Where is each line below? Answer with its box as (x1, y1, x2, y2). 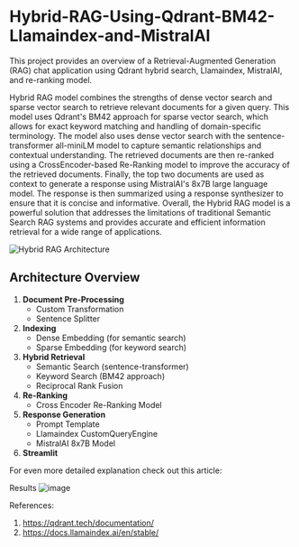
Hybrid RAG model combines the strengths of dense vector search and (9, 92, 273, 103)
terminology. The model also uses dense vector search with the (9, 130, 246, 141)
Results (9, 482, 38, 493)
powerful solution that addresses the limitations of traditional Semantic (9, 207, 272, 218)
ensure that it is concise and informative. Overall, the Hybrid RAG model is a (9, 197, 291, 209)
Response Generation (22, 409, 106, 420)
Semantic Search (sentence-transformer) (35, 361, 189, 372)
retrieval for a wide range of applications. (9, 226, 162, 236)
